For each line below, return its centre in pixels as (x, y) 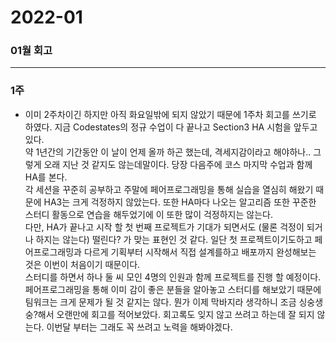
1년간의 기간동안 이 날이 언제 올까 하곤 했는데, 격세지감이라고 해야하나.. (173, 152)
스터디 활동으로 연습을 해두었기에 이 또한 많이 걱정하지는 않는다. (148, 214)
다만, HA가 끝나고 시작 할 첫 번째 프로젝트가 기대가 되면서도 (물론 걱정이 (164, 227)
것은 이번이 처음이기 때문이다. (82, 264)
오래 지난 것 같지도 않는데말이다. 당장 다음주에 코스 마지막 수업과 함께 (178, 164)
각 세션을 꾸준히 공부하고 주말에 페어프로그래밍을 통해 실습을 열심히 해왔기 (169, 189)
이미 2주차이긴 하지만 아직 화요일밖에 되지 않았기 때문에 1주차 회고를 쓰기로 (170, 114)
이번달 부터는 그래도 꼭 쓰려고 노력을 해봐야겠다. (139, 327)
